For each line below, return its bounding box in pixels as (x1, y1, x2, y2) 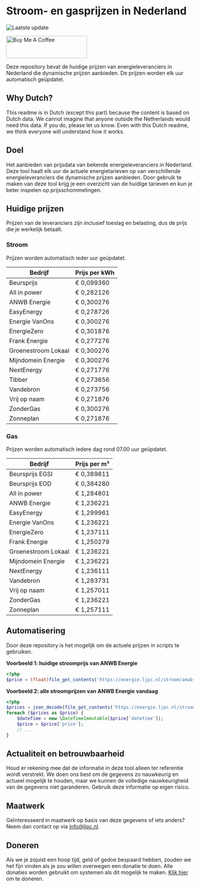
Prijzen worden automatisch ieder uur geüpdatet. (6, 254, 126, 261)
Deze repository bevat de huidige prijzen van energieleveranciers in (6, 63, 173, 70)
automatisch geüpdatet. (6, 76, 64, 83)
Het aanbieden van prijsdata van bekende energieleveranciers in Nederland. (6, 161, 193, 168)
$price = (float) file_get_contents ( (6, 676, 97, 682)
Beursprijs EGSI (9, 469, 53, 478)
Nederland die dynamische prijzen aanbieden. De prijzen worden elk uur (6, 69, 184, 76)
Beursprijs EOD (9, 479, 52, 487)
